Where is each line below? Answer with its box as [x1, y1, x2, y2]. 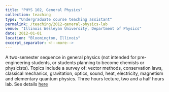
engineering [5, 59, 30, 66]
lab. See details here [5, 81, 48, 87]
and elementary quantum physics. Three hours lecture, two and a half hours [5, 75, 164, 81]
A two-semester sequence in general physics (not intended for [5, 54, 137, 60]
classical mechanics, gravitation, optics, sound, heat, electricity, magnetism [5, 70, 163, 76]
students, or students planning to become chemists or [31, 59, 145, 66]
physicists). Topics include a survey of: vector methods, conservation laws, [5, 65, 163, 71]
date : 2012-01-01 [5, 31, 42, 36]
